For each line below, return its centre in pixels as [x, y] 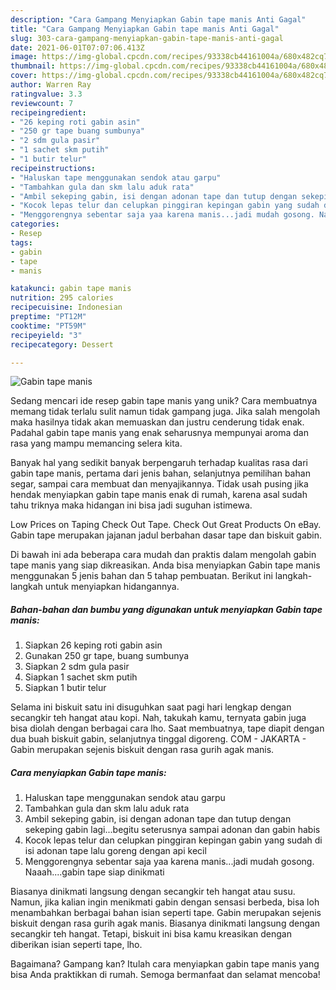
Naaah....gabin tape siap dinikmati [94, 872]
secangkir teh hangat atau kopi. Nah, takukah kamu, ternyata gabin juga [158, 718]
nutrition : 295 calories [62, 298]
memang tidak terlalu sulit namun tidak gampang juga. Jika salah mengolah [165, 412]
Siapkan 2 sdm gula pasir [77, 667]
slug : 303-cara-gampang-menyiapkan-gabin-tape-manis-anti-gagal [147, 38]
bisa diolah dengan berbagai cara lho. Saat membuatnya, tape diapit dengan [167, 728]
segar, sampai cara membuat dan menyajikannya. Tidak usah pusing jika [159, 484]
